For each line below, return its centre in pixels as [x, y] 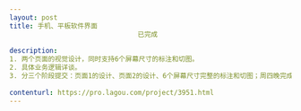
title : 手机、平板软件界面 [54, 26]
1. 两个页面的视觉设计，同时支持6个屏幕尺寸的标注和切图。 [104, 59]
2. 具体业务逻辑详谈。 [46, 68]
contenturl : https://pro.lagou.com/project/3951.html [112, 92]
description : [34, 51]
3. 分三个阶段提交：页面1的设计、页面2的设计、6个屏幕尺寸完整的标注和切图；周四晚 [145, 76]
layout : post [34, 17]
